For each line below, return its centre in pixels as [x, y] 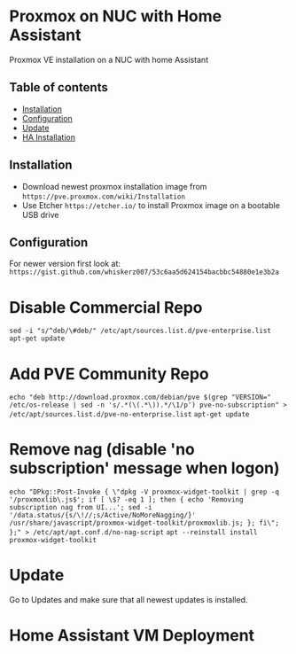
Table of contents [58, 87]
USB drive [40, 214]
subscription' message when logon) [145, 468]
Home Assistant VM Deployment [132, 636]
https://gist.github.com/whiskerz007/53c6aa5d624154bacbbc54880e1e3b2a [144, 272]
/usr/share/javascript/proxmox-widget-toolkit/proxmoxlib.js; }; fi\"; [144, 523]
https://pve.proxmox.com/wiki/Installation [104, 197]
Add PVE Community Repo [109, 374]
